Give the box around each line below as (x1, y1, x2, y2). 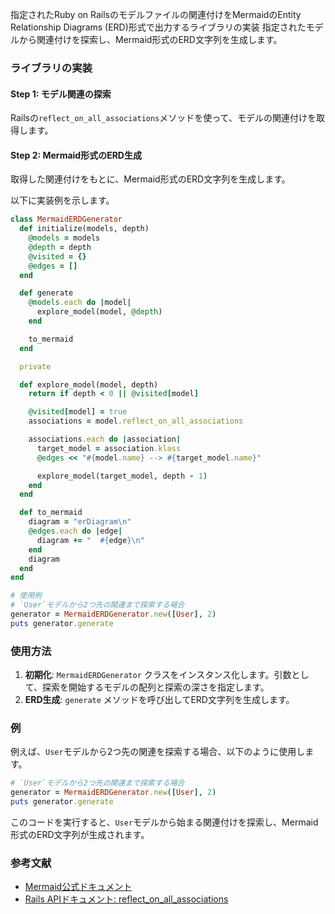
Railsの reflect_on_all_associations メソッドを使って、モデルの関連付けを (10, 112, 317, 124)
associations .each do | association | (28, 434, 182, 445)
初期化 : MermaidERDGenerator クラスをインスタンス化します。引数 (24, 669, 292, 681)
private (19, 361, 52, 372)
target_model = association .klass (36, 443, 182, 453)
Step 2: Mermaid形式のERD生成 (10, 149, 142, 161)
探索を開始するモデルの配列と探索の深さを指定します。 (42, 681, 270, 693)
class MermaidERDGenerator (10, 214, 123, 225)
